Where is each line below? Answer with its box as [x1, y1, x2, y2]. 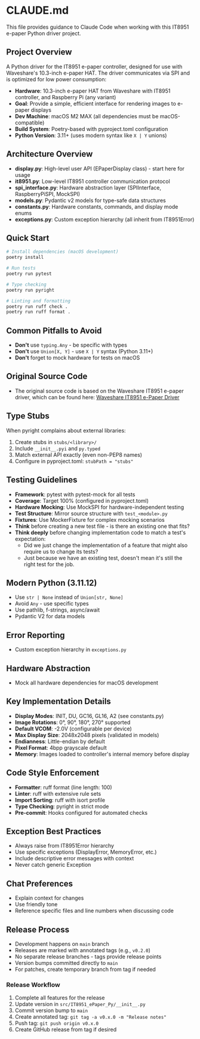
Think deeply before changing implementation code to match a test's [14, 528, 186, 536]
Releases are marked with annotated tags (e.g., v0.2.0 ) [14, 947, 151, 954]
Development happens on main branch [14, 940, 109, 948]
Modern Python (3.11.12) [6, 577, 97, 588]
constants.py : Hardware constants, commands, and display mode [14, 203, 179, 210]
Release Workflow [6, 980, 61, 989]
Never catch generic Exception [14, 861, 91, 869]
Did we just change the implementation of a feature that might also [23, 542, 188, 549]
